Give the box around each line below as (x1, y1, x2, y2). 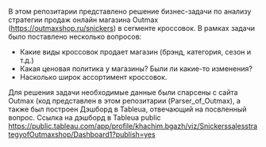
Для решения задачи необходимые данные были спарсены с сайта (8, 88, 238, 97)
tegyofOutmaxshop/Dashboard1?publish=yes (8, 130, 156, 139)
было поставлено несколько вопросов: (8, 32, 142, 41)
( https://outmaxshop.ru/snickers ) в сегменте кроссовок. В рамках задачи (8, 24, 256, 32)
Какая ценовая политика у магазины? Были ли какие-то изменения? (19, 64, 253, 73)
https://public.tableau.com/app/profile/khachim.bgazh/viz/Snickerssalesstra (8, 122, 258, 130)
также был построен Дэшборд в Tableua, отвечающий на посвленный (8, 104, 247, 114)
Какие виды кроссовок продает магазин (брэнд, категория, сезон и (19, 47, 252, 56)
